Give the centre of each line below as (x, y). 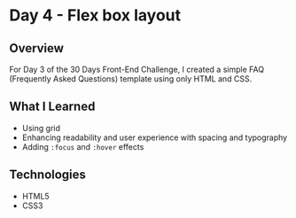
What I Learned (52, 107)
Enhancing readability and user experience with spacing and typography (155, 137)
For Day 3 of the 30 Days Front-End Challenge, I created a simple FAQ (136, 69)
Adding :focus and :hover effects (83, 146)
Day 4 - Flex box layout (95, 16)
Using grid (41, 128)
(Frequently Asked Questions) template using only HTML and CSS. (131, 79)
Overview (37, 48)
